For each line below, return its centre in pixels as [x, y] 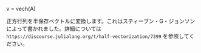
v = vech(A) [21, 9]
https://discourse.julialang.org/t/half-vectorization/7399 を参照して [98, 36]
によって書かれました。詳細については [54, 29]
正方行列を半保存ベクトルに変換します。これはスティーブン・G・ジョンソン [101, 21]
